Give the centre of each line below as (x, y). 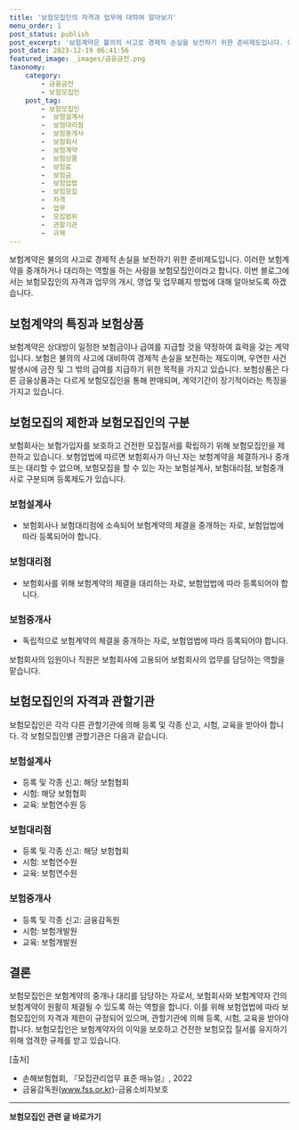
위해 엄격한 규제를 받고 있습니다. (65, 1041)
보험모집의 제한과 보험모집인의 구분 (100, 422)
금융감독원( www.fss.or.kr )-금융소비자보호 (95, 1090)
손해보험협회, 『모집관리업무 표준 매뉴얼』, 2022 (107, 1078)
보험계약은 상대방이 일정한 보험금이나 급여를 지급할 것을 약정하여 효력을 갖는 (141, 347)
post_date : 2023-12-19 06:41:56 (69, 51)
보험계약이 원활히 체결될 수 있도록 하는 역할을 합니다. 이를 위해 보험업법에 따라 (145, 1007)
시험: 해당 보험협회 (54, 793)
